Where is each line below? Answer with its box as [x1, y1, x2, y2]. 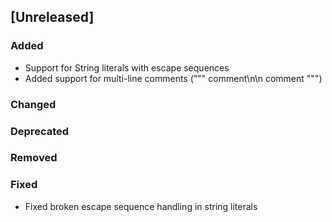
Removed [10, 151, 58, 165]
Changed [10, 97, 57, 111]
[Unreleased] [10, 9, 95, 26]
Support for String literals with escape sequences [24, 61, 230, 74]
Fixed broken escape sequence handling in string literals [24, 200, 258, 212]
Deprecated [10, 124, 70, 138]
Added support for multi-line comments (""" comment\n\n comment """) [24, 72, 323, 84]
